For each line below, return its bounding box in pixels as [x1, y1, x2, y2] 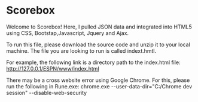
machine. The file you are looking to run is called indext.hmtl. [6, 47, 157, 54]
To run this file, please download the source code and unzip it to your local [6, 41, 190, 48]
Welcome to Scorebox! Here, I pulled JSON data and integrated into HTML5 [6, 23, 193, 30]
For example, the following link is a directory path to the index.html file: [6, 59, 181, 66]
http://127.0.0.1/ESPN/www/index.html [6, 65, 100, 72]
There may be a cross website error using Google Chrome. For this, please [6, 76, 190, 84]
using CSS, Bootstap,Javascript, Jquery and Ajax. [6, 29, 129, 36]
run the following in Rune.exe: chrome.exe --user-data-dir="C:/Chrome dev [6, 82, 193, 90]
